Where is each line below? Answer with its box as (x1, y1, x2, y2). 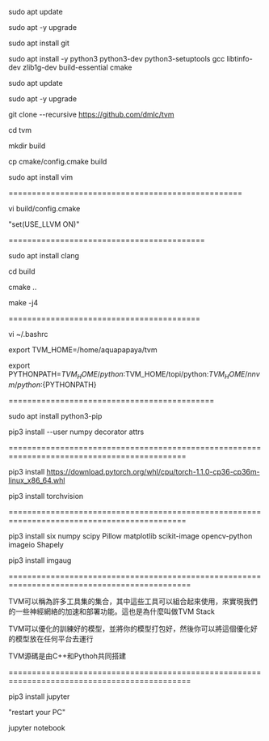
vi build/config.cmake (8, 204, 81, 213)
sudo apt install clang (8, 251, 79, 260)
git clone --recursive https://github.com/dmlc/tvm (8, 109, 174, 119)
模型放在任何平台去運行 (15, 633, 94, 643)
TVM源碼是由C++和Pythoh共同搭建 (8, 651, 127, 661)
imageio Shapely (8, 539, 65, 549)
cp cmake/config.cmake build (8, 157, 107, 166)
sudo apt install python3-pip (8, 411, 103, 420)
